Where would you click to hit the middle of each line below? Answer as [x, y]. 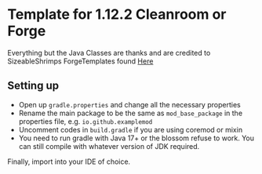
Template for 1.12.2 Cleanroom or [117, 14]
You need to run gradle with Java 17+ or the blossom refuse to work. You [136, 138]
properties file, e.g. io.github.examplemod [86, 121]
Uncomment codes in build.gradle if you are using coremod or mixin [131, 129]
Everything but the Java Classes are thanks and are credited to [109, 53]
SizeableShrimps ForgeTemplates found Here [80, 61]
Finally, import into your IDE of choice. [69, 161]
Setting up [33, 86]
